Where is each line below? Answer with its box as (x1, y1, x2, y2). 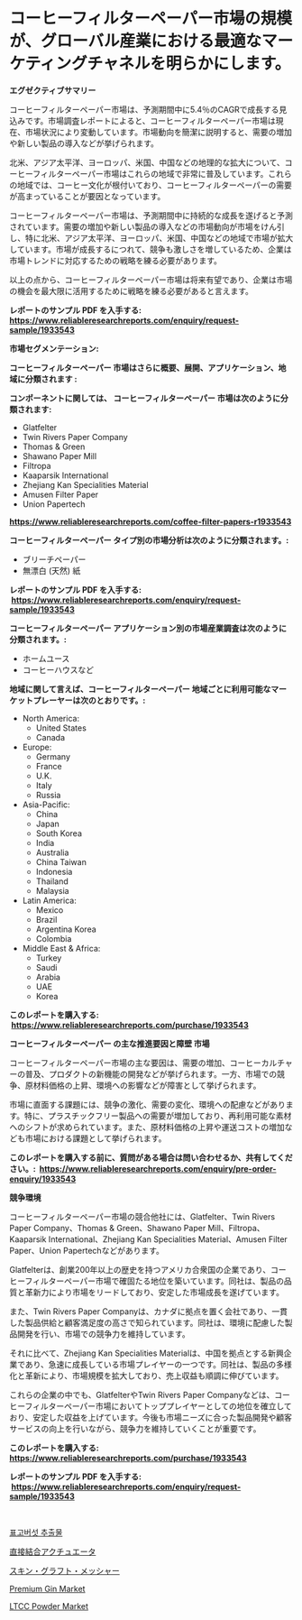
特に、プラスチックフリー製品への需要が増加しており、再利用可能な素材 (23, 1110, 292, 1121)
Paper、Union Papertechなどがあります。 (9, 1245, 164, 1256)
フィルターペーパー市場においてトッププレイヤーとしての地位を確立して (24, 1400, 293, 1412)
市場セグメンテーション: (9, 343, 99, 354)
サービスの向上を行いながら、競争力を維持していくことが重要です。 (9, 1422, 261, 1434)
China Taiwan (35, 856, 87, 867)
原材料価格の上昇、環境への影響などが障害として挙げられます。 (24, 1080, 261, 1091)
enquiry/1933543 (9, 1174, 77, 1184)
